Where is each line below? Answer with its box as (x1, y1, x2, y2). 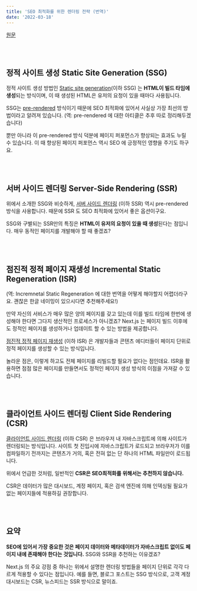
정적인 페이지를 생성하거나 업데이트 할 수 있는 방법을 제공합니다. (12, 324, 159, 332)
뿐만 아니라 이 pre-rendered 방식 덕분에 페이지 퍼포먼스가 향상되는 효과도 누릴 (6, 132, 187, 139)
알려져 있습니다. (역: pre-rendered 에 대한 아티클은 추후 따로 (26, 112, 166, 119)
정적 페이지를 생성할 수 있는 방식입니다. (6, 345, 96, 352)
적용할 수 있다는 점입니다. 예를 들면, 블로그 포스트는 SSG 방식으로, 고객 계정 (17, 570, 191, 577)
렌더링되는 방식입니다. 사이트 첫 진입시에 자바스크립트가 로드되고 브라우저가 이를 (6, 442, 191, 449)
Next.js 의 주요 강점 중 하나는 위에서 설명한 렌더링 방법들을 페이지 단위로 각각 (6, 563, 183, 570)
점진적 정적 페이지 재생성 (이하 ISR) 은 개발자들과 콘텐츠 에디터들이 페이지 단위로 (6, 337, 191, 345)
